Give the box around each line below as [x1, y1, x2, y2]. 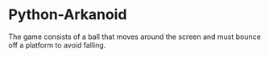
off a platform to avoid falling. [8, 40, 106, 49]
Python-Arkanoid [8, 6, 127, 24]
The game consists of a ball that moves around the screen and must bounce [8, 32, 262, 41]
